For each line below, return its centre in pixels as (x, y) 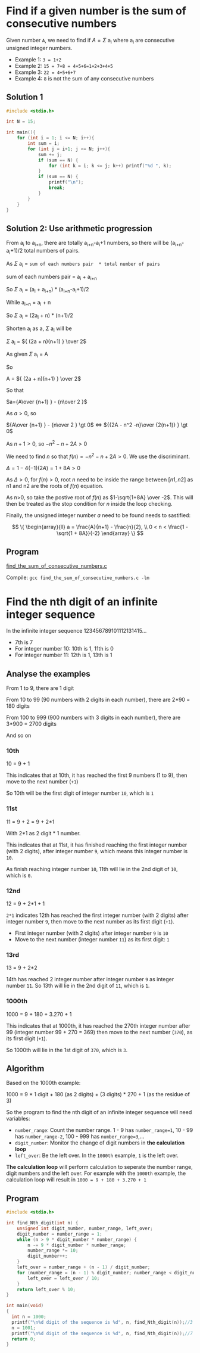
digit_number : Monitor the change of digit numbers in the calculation (100, 1143)
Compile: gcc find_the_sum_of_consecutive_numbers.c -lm (78, 578)
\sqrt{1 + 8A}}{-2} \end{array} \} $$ (100, 533)
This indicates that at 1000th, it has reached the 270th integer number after (98, 1025)
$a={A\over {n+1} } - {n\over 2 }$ (47, 402)
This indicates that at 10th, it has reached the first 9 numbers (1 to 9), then (97, 775)
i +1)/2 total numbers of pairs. (44, 251)
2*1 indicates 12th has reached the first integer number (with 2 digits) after (97, 915)
